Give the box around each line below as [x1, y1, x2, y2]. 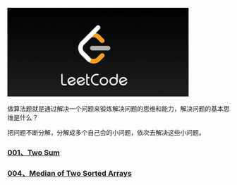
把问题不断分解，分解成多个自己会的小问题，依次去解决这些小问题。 [7, 129, 205, 136]
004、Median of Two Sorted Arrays [7, 168, 132, 178]
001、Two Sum [7, 148, 60, 157]
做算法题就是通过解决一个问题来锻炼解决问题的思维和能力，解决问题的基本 [7, 105, 224, 113]
